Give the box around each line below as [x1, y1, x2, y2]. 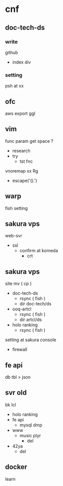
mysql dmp [19, 422, 43, 428]
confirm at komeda [19, 248, 58, 254]
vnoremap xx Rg [5, 168, 38, 174]
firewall [12, 347, 28, 353]
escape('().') [12, 178, 37, 184]
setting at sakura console [5, 337, 57, 343]
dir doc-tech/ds [19, 301, 52, 307]
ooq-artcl [12, 306, 31, 312]
